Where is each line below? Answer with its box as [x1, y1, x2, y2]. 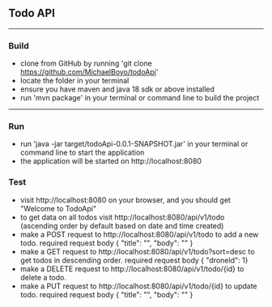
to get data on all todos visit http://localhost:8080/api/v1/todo [19, 212, 225, 222]
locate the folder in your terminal [19, 76, 130, 86]
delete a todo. [19, 272, 67, 282]
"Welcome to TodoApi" [19, 203, 97, 213]
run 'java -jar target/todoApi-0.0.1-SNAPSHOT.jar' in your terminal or [19, 139, 249, 149]
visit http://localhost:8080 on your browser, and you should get [19, 194, 231, 205]
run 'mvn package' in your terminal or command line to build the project [19, 93, 260, 103]
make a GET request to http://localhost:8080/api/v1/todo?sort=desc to [19, 246, 255, 256]
